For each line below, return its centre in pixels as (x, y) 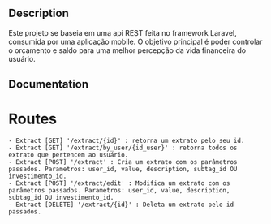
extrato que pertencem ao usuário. (69, 155)
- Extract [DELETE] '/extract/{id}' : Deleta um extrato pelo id (121, 205)
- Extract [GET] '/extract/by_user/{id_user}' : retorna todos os (123, 148)
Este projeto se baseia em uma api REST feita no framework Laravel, (123, 32)
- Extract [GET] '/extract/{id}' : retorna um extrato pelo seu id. (127, 141)
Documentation (49, 84)
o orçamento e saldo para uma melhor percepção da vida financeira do (127, 50)
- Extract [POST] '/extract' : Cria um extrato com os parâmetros (123, 162)
